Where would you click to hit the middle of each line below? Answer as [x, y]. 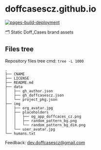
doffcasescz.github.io [50, 9]
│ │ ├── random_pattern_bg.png [41, 121]
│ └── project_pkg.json [31, 100]
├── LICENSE [17, 78]
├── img [13, 104]
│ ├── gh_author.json [29, 91]
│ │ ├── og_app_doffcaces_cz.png [43, 117]
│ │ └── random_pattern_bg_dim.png [45, 125]
